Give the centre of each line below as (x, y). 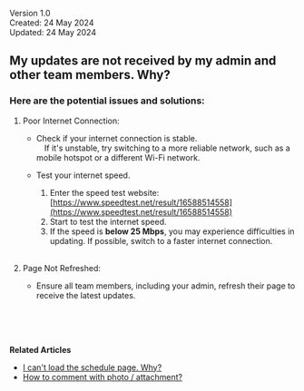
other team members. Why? (90, 75)
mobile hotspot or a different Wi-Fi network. (118, 157)
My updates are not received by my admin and (143, 61)
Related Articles (40, 349)
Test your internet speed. (83, 175)
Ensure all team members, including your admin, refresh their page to (166, 286)
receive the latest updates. (86, 295)
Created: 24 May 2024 (52, 23)
